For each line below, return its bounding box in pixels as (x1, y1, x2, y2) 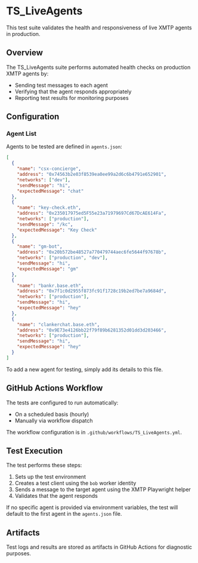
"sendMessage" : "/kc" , (17, 221, 73, 227)
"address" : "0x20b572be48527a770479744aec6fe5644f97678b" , (17, 249, 167, 255)
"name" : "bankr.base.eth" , (17, 282, 84, 288)
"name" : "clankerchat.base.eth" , (17, 321, 100, 327)
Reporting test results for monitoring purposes (14, 94, 129, 101)
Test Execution (6, 446, 63, 456)
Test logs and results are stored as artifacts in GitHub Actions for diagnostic (6, 543, 193, 551)
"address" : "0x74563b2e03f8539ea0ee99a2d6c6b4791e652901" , (17, 172, 167, 178)
